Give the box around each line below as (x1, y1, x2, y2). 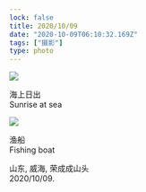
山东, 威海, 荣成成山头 (9, 163, 90, 174)
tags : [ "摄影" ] (9, 38, 64, 48)
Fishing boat (9, 144, 56, 155)
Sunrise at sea (9, 100, 63, 110)
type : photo (9, 47, 54, 56)
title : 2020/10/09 (9, 22, 78, 31)
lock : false (9, 13, 54, 22)
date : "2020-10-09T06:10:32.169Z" (9, 30, 139, 39)
